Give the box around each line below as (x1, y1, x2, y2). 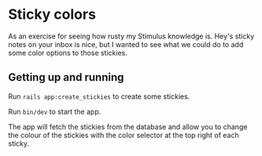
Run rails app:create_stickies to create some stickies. (8, 92, 190, 101)
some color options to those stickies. (8, 48, 127, 57)
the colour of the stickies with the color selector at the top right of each (8, 130, 239, 140)
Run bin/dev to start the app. (8, 107, 101, 116)
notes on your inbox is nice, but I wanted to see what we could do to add (8, 39, 244, 49)
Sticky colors (8, 5, 97, 24)
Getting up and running (8, 71, 124, 84)
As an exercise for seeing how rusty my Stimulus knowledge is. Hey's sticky (8, 31, 255, 41)
